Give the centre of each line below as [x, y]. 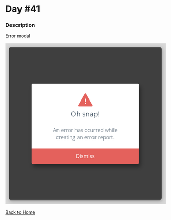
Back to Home [20, 212]
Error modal [18, 36]
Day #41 [23, 9]
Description [20, 25]
